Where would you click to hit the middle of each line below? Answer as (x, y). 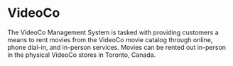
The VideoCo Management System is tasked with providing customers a (113, 32)
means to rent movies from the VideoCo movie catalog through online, (110, 39)
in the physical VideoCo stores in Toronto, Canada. (82, 55)
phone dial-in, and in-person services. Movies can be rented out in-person (116, 47)
